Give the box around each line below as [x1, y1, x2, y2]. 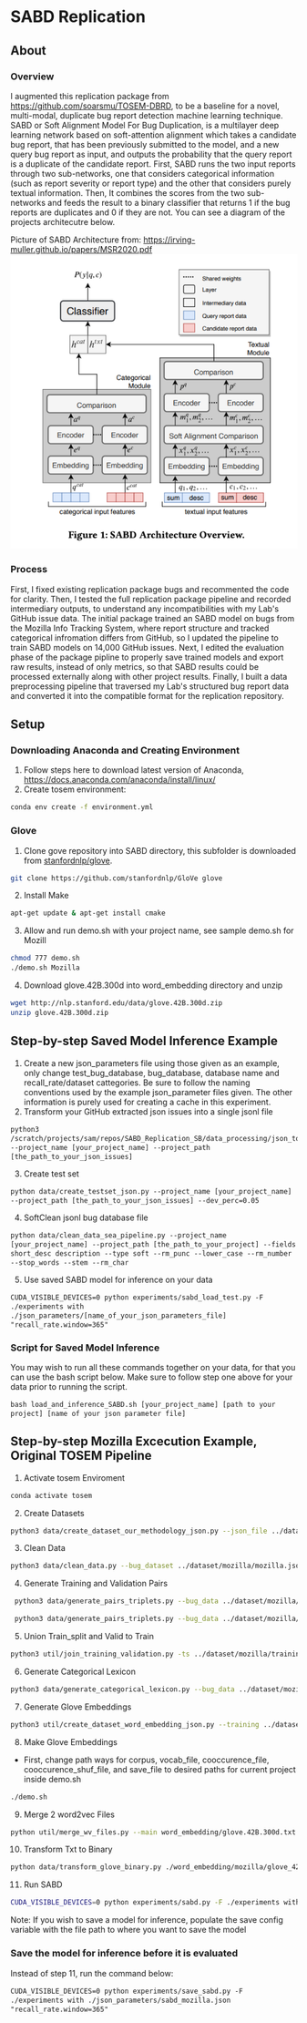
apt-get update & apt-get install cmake [10, 909, 167, 918]
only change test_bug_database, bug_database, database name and [23, 1067, 281, 1078]
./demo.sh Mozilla [10, 963, 80, 972]
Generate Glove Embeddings [23, 1701, 132, 1712]
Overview [10, 70, 55, 83]
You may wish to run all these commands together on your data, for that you [10, 1361, 296, 1372]
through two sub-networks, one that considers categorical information [10, 168, 275, 179]
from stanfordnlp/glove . [23, 855, 113, 866]
